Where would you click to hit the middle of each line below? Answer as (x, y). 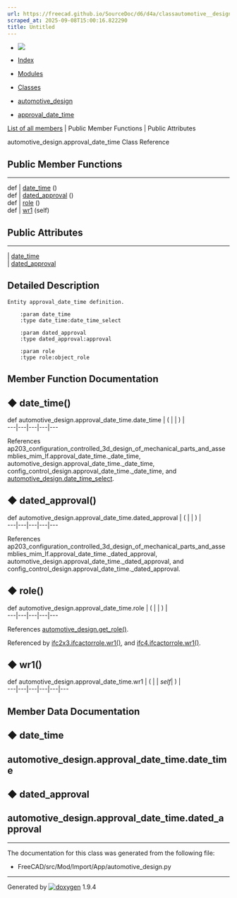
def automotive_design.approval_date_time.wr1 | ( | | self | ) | (94, 682)
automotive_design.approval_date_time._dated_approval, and (96, 561)
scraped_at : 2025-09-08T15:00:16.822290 (68, 20)
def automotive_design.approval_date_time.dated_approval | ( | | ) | (104, 517)
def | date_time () (32, 188)
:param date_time (45, 314)
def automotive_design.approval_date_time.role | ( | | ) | (87, 608)
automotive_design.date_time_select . (61, 479)
